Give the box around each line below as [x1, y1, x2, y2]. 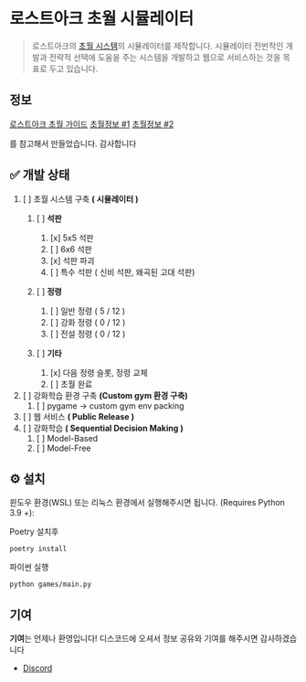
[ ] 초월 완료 [49, 378, 93, 389]
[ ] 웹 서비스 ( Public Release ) [22, 410, 135, 421]
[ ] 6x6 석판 [49, 243, 93, 254]
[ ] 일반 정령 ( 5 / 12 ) [49, 305, 126, 316]
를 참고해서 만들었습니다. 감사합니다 [9, 138, 137, 149]
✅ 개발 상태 [9, 167, 70, 183]
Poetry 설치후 [9, 527, 59, 538]
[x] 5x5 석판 [49, 232, 94, 243]
